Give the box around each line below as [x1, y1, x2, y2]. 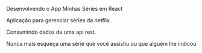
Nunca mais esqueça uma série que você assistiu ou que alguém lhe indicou [6, 40, 197, 47]
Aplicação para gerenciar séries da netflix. [6, 17, 112, 23]
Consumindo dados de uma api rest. [6, 28, 96, 36]
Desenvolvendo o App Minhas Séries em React [6, 5, 123, 12]
